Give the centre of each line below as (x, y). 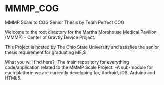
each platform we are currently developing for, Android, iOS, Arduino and (80, 72)
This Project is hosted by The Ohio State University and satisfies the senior (82, 47)
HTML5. (13, 78)
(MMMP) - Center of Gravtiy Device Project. (50, 37)
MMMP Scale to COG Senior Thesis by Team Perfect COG (65, 22)
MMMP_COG (32, 9)
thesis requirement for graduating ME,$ (46, 52)
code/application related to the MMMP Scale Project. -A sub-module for (79, 67)
